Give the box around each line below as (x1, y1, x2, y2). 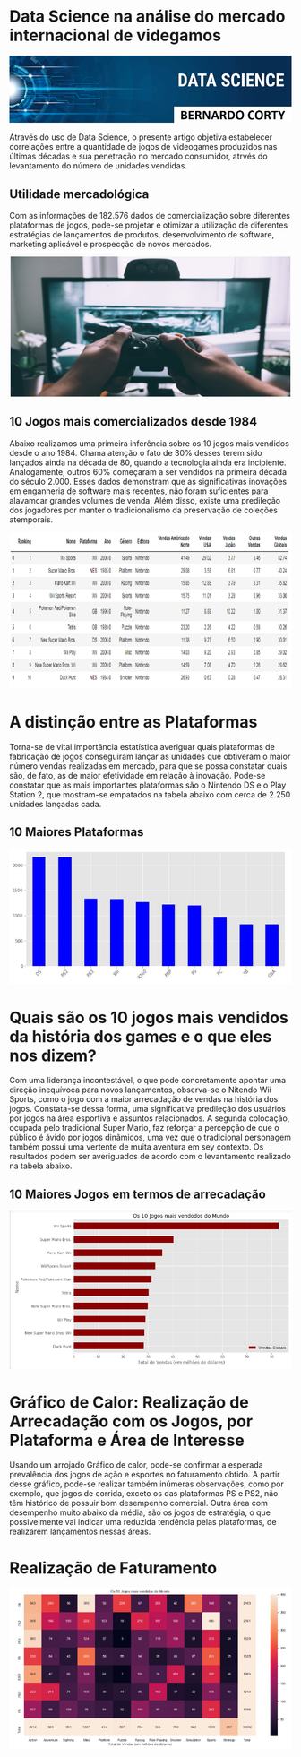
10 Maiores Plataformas (9, 824, 144, 840)
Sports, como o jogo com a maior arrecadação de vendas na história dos (9, 1094, 279, 1105)
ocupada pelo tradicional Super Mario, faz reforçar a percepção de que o (9, 1123, 279, 1133)
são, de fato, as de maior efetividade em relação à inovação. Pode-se (9, 770, 266, 780)
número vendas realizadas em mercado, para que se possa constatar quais (9, 760, 288, 771)
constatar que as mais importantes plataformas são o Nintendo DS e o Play (9, 779, 287, 790)
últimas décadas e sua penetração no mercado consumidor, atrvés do (9, 151, 268, 162)
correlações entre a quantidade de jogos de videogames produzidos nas (9, 142, 278, 152)
